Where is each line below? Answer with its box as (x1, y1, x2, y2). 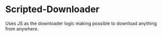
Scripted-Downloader (5, 4, 100, 15)
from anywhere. (5, 25, 39, 31)
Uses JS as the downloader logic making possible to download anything (5, 20, 157, 26)
